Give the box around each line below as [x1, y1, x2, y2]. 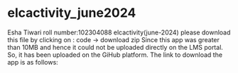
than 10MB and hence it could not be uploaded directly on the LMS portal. [7, 43, 224, 51]
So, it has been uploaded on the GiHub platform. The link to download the [7, 51, 222, 59]
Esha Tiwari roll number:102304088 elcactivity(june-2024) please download [7, 28, 231, 36]
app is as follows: [7, 58, 58, 66]
